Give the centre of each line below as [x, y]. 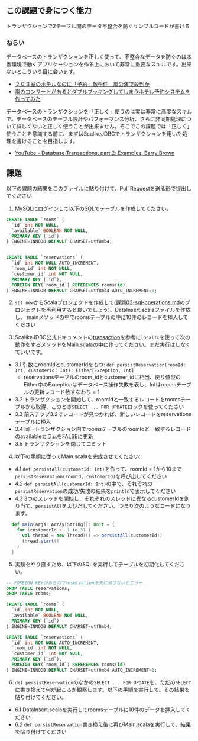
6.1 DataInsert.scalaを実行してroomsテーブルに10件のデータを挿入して [100, 710]
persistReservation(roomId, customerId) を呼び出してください [91, 476]
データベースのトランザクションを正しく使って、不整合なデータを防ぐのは [96, 57]
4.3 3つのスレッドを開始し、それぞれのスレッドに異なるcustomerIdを [100, 498]
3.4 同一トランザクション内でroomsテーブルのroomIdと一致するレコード [103, 429]
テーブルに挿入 [33, 421]
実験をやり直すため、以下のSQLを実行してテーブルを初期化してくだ [97, 564]
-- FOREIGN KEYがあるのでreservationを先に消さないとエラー [74, 583]
